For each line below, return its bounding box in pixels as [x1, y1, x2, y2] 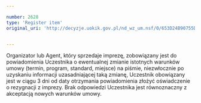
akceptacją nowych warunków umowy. [6, 90, 102, 98]
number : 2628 [6, 14, 39, 20]
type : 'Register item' [6, 19, 63, 26]
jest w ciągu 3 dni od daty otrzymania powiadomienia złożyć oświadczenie [6, 77, 190, 84]
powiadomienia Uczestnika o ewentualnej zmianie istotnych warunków [6, 58, 180, 66]
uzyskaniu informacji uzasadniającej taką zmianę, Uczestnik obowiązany [6, 71, 185, 78]
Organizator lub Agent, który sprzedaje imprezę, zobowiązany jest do [6, 52, 177, 59]
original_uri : [6, 25, 42, 31]
